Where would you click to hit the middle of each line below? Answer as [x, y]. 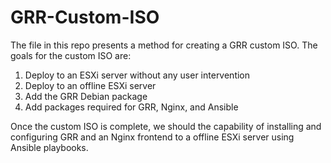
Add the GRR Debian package [86, 96]
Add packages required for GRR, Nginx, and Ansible [131, 107]
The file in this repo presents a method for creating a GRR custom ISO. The [164, 45]
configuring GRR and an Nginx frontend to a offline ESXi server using [152, 137]
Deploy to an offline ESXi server [90, 85]
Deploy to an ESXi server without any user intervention [137, 75]
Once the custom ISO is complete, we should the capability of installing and [166, 126]
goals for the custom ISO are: [71, 55]
